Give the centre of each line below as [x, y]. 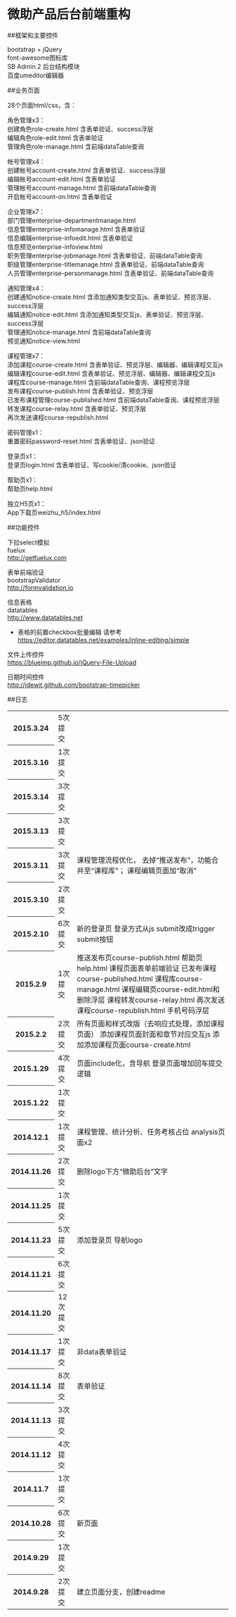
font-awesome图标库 [38, 58]
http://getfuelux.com [37, 557]
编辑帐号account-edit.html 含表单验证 [61, 179]
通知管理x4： [26, 288]
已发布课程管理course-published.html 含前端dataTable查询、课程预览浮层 [113, 400]
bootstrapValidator [34, 580]
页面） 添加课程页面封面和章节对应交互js [144, 1034]
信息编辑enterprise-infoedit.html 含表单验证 [70, 238]
